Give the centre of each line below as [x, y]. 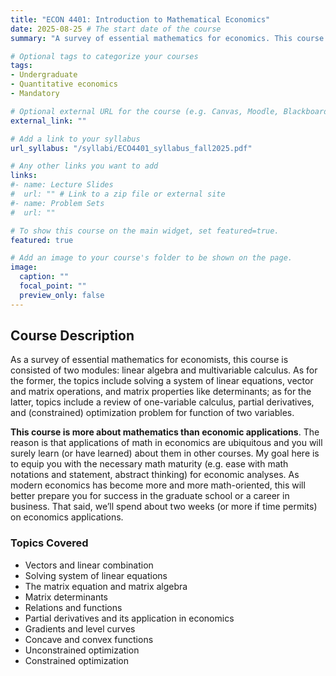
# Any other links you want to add [84, 166]
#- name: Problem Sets [57, 203]
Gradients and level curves [80, 628]
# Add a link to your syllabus [75, 139]
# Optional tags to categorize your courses [104, 56]
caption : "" [44, 277]
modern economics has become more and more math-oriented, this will [158, 485]
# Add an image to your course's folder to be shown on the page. [151, 258]
